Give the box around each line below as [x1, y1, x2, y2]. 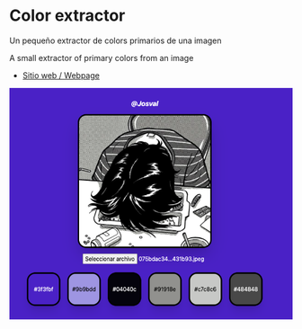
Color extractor [9, 5, 126, 26]
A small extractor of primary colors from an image [9, 52, 194, 63]
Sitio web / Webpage [22, 69, 101, 81]
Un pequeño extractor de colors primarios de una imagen [9, 35, 222, 46]
